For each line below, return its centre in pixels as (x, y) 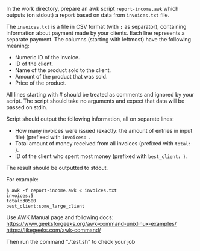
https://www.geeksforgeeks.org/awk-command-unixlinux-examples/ (91, 224)
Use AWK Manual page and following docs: (60, 217)
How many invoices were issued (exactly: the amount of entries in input (104, 131)
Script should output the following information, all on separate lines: (90, 119)
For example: (23, 179)
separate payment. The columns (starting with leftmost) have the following (99, 39)
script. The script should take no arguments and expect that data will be (95, 101)
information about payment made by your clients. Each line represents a (95, 33)
